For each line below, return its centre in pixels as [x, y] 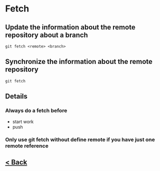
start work [23, 121]
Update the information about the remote [70, 27]
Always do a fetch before [36, 110]
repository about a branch [47, 35]
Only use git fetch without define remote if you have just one [80, 139]
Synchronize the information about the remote [79, 62]
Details [16, 96]
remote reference [27, 146]
